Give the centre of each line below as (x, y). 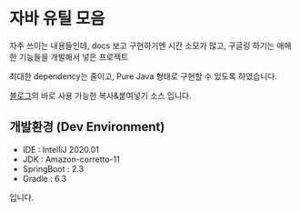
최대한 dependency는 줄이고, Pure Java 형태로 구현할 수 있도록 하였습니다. (143, 76)
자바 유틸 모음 (57, 19)
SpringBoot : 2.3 (53, 168)
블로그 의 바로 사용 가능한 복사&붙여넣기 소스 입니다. (101, 95)
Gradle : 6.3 (44, 178)
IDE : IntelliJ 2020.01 (61, 149)
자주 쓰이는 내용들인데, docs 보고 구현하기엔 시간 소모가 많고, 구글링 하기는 (142, 45)
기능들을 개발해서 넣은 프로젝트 (74, 56)
